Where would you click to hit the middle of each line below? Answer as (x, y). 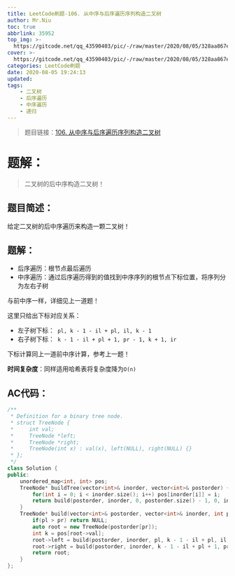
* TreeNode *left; (43, 436)
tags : (15, 85)
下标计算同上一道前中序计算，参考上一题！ (69, 354)
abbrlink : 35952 (31, 33)
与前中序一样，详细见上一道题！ (53, 301)
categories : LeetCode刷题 (44, 66)
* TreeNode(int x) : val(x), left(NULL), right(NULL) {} (101, 449)
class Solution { (33, 468)
